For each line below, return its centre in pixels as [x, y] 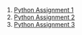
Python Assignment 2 [44, 17]
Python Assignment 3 [44, 24]
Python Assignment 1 [43, 10]
